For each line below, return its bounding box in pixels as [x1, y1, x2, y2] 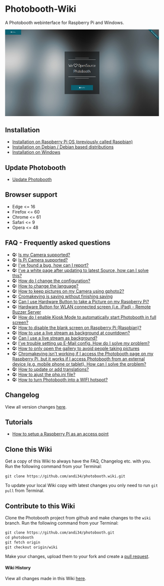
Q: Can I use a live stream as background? [12, 335, 98, 341]
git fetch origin [5, 540, 41, 545]
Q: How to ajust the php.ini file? [12, 371, 76, 377]
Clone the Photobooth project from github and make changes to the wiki [5, 514, 151, 520]
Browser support [5, 191, 58, 199]
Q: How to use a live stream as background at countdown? [12, 330, 130, 336]
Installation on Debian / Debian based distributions [12, 144, 114, 150]
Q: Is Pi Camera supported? [12, 257, 68, 263]
